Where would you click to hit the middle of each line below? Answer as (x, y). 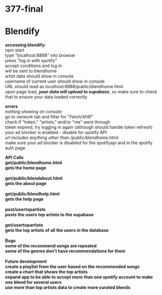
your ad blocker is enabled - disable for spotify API (56, 133)
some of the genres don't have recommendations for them (65, 251)
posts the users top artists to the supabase (49, 215)
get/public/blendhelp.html (32, 194)
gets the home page (26, 168)
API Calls (14, 158)
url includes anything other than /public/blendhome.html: (62, 137)
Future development (26, 261)
